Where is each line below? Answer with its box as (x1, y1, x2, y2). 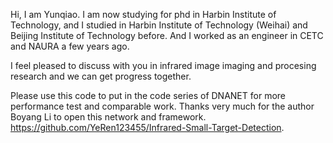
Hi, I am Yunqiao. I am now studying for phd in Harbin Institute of (10, 9, 277, 20)
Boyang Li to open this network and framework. (10, 111, 207, 123)
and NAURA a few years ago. (10, 40, 130, 52)
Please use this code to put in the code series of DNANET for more (10, 90, 286, 101)
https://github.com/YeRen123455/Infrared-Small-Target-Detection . (10, 122, 285, 133)
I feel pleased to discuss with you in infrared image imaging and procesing (10, 60, 317, 71)
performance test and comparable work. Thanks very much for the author (10, 100, 315, 112)
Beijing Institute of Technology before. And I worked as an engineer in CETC (10, 30, 324, 41)
